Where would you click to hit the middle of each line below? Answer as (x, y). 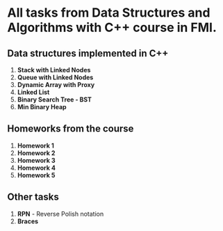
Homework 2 (36, 153)
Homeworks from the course (71, 129)
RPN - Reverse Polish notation (60, 214)
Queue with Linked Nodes (55, 77)
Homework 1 (35, 145)
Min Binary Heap (42, 107)
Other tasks (33, 197)
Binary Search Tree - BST (55, 99)
